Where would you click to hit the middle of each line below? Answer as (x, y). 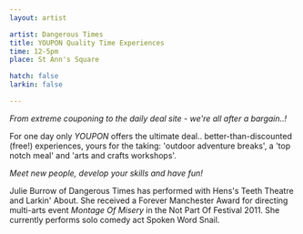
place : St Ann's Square (55, 60)
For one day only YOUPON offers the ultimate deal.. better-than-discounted (151, 136)
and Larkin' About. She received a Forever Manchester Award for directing (149, 200)
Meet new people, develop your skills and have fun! (106, 173)
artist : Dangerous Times (56, 34)
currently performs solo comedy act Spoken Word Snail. (115, 219)
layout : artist (38, 18)
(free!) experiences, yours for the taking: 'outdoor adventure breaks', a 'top (150, 146)
